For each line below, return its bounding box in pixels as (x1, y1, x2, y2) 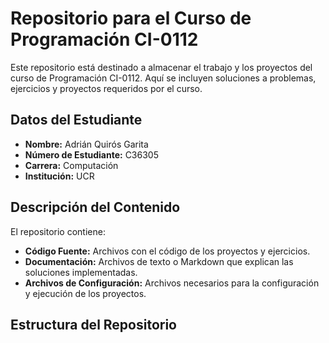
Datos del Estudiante (10, 112, 143, 129)
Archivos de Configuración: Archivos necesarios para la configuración (24, 277, 320, 289)
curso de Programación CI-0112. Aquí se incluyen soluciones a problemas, (10, 72, 317, 84)
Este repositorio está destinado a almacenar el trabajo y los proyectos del (10, 61, 313, 73)
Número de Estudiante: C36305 (24, 148, 159, 161)
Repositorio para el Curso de (10, 7, 252, 30)
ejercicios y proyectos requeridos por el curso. (10, 82, 203, 94)
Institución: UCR (24, 170, 95, 182)
